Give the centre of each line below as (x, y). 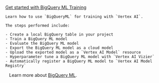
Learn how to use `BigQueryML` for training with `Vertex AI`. (74, 17)
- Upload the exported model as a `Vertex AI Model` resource (73, 52)
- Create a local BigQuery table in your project (59, 35)
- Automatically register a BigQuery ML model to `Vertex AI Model (79, 61)
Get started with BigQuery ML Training (46, 7)
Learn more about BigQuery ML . (43, 75)
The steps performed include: (38, 25)
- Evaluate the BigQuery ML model (42, 43)
